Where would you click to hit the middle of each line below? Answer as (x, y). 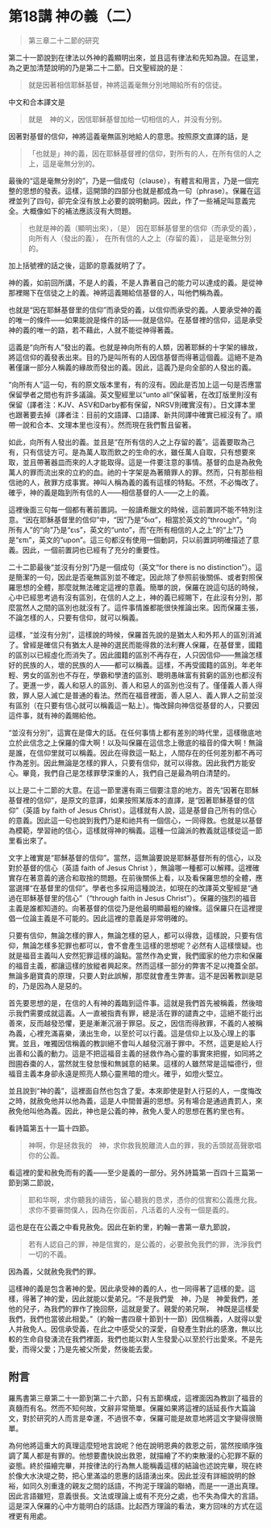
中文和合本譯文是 (37, 102)
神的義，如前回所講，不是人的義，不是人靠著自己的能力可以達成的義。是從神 (135, 283)
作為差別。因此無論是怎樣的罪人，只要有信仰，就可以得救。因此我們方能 (128, 763)
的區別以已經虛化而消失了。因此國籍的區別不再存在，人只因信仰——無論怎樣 (135, 655)
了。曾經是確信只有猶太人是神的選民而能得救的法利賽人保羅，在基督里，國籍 (135, 645)
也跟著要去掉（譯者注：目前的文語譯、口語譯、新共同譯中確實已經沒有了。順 (135, 414)
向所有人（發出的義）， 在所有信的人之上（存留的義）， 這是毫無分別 (140, 238)
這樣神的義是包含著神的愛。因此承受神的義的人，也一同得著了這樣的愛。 (128, 1288)
